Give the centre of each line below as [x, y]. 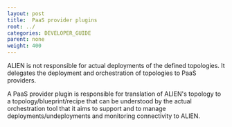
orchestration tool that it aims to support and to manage [87, 109]
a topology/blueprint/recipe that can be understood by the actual [99, 101]
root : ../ [21, 26]
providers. [22, 80]
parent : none [26, 40]
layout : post [26, 14]
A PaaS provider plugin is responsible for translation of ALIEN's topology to [114, 94]
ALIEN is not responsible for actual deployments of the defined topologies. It [116, 66]
